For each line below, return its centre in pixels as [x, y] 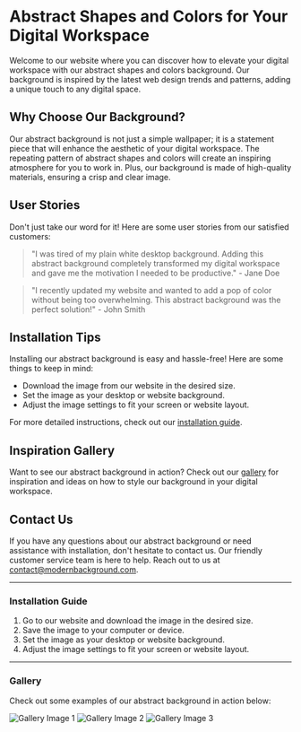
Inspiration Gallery [62, 450]
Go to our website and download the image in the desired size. [138, 621]
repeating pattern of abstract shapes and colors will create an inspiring [140, 158]
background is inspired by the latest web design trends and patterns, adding [150, 79]
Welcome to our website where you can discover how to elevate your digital [149, 60]
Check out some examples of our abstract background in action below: [140, 701]
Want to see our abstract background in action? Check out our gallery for [144, 472]
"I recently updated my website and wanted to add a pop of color [151, 290]
